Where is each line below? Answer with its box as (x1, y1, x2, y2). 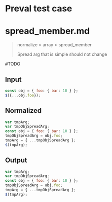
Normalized (5, 106, 42, 115)
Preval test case (5, 3, 73, 14)
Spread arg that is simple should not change (17, 51, 108, 57)
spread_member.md (5, 26, 90, 37)
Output (5, 156, 27, 165)
